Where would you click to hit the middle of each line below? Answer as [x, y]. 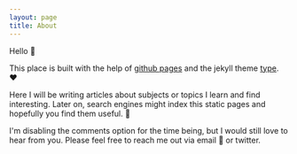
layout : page [33, 17]
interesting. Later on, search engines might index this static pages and [137, 104]
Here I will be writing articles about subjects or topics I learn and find [135, 95]
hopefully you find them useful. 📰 [70, 113]
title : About [33, 26]
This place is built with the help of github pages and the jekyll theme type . [144, 68]
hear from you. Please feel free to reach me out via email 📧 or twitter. [135, 140]
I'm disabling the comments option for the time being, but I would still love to [148, 130]
